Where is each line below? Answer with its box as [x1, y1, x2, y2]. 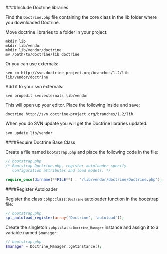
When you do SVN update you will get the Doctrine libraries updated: [5, 120, 148, 126]
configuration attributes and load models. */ [12, 168, 111, 173]
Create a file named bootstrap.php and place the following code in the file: [5, 149, 159, 155]
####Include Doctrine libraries [5, 5, 69, 10]
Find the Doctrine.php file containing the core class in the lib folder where [5, 14, 157, 20]
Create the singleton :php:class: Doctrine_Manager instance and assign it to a [5, 224, 159, 230]
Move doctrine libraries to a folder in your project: [5, 29, 108, 35]
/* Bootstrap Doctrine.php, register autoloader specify [5, 163, 127, 168]
